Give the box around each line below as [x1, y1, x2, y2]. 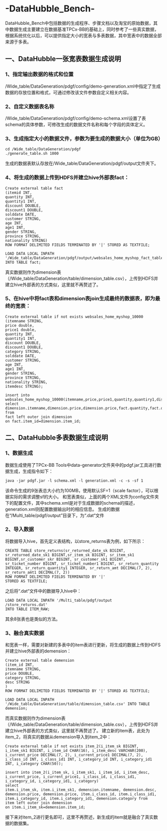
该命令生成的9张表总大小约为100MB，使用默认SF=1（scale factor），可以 [5, 487, 154, 493]
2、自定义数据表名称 [5, 103, 55, 110]
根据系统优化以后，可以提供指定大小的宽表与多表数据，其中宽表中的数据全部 [5, 32, 162, 38]
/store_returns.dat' [5, 602, 48, 607]
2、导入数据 [5, 526, 34, 533]
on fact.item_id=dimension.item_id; [5, 418, 81, 423]
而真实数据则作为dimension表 [5, 715, 66, 722]
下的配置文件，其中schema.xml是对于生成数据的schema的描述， [5, 500, 138, 506]
